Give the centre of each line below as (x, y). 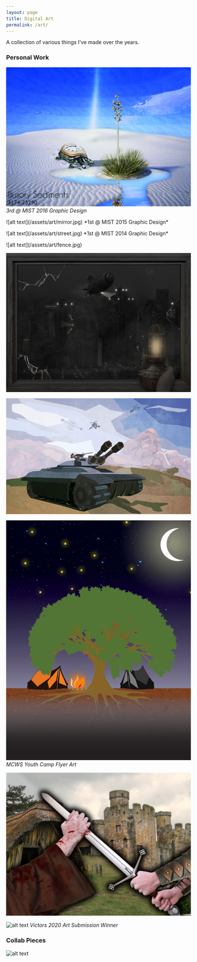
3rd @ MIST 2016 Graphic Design (46, 210)
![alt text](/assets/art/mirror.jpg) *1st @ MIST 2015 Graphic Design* (87, 222)
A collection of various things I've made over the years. (73, 42)
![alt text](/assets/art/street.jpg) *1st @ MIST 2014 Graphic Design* (87, 233)
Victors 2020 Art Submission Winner (74, 925)
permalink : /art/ (27, 25)
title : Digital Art (30, 19)
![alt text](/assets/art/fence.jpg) (44, 245)
